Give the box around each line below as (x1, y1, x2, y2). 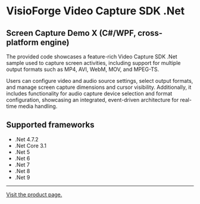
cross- (137, 28, 162, 38)
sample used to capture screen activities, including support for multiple (6, 60, 181, 66)
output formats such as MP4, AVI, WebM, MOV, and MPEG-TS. (6, 66, 160, 73)
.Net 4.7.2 (14, 135, 39, 143)
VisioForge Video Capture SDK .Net (6, 4, 185, 18)
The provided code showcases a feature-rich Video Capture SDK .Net (6, 53, 177, 60)
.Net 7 (14, 161, 30, 168)
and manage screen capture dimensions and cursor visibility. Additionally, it (6, 84, 192, 91)
